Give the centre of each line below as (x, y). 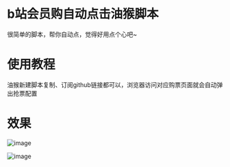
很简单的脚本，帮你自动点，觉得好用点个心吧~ (72, 34)
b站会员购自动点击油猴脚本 (83, 14)
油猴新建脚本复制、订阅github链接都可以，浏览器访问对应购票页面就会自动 (112, 85)
